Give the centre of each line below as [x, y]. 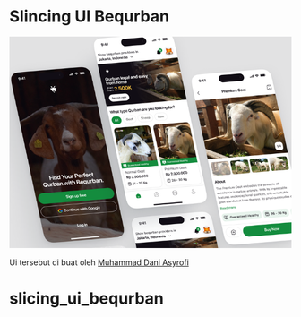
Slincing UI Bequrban [90, 17]
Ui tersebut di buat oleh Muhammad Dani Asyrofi [99, 262]
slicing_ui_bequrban [86, 299]
